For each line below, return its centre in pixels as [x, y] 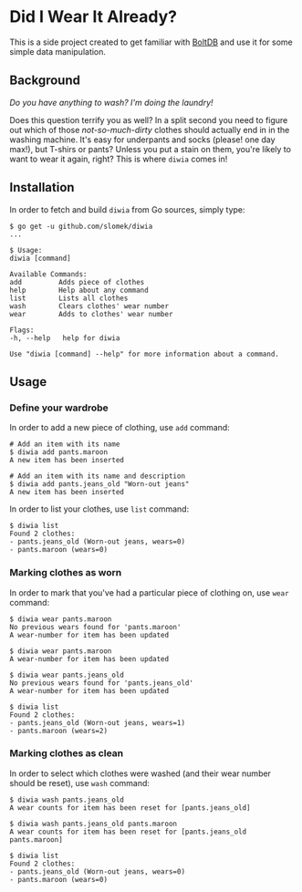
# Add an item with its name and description [97, 476]
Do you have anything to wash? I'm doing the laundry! [111, 102]
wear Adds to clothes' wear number [91, 314]
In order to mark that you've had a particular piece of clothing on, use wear [149, 592]
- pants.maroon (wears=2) [58, 731]
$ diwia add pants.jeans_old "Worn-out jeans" [99, 484]
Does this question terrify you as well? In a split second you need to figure [149, 119]
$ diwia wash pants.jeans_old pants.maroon [94, 824]
